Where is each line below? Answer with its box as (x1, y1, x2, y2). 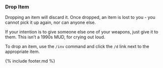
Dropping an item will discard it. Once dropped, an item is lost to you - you (5, 15, 156, 20)
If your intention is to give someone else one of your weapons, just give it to (5, 29, 159, 35)
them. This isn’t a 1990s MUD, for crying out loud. (5, 34, 106, 40)
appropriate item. (5, 49, 40, 54)
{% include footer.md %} (5, 58, 55, 64)
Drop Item (5, 3, 29, 10)
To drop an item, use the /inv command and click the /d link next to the (5, 44, 150, 50)
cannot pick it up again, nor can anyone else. (5, 19, 96, 25)
